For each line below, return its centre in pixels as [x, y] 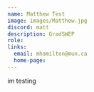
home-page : [30, 61]
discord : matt [28, 27]
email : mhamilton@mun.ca [51, 54]
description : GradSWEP [41, 34]
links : [17, 47]
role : [15, 41]
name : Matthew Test [36, 14]
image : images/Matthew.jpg [47, 21]
